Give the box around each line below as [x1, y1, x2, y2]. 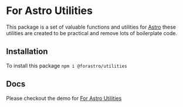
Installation [6, 47, 48, 57]
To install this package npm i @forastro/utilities [6, 62, 127, 69]
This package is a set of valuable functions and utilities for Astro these [6, 23, 176, 30]
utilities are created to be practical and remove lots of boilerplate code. [6, 29, 178, 36]
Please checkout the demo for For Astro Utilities [6, 95, 122, 102]
